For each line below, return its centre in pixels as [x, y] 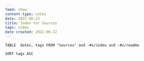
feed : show [16, 9]
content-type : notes [26, 14]
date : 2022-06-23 [22, 18]
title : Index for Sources [31, 23]
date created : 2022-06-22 [31, 32]
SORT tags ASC [19, 54]
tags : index [17, 28]
